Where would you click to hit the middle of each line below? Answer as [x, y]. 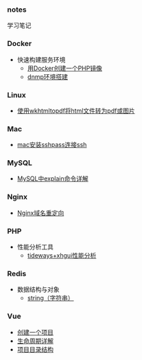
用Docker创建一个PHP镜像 [65, 68]
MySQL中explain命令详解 [52, 179]
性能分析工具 [35, 247]
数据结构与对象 [38, 289]
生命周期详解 [35, 341]
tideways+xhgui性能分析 [62, 256]
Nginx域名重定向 [40, 213]
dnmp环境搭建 [48, 76]
